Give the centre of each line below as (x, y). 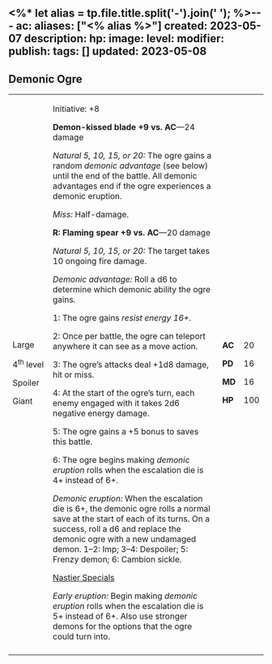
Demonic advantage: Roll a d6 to (115, 279)
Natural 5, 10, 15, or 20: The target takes (131, 251)
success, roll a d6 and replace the (117, 529)
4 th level (28, 364)
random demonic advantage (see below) (130, 166)
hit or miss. (73, 375)
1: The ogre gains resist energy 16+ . (122, 318)
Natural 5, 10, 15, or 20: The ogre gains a (132, 156)
